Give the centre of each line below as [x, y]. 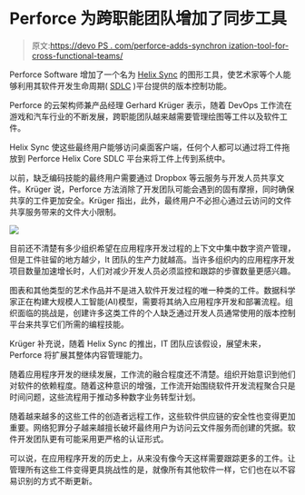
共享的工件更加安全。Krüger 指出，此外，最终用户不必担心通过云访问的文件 [151, 200]
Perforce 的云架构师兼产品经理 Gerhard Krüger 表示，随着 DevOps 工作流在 [151, 104]
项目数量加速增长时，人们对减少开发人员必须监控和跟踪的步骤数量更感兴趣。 [152, 271]
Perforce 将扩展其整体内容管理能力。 [79, 354]
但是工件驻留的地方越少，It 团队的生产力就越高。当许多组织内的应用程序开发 [152, 259]
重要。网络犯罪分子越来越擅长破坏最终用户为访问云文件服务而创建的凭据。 [148, 427]
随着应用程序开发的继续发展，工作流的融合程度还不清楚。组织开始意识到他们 [152, 374]
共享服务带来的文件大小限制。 [65, 212]
